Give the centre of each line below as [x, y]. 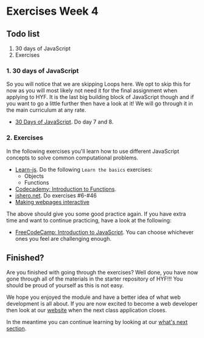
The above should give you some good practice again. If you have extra [96, 214]
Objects [34, 176]
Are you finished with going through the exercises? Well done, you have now [102, 273]
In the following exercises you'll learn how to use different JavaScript [93, 151]
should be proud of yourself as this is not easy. [65, 285]
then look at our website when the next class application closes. [87, 310]
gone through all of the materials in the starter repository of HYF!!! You [95, 279]
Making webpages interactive [52, 202]
